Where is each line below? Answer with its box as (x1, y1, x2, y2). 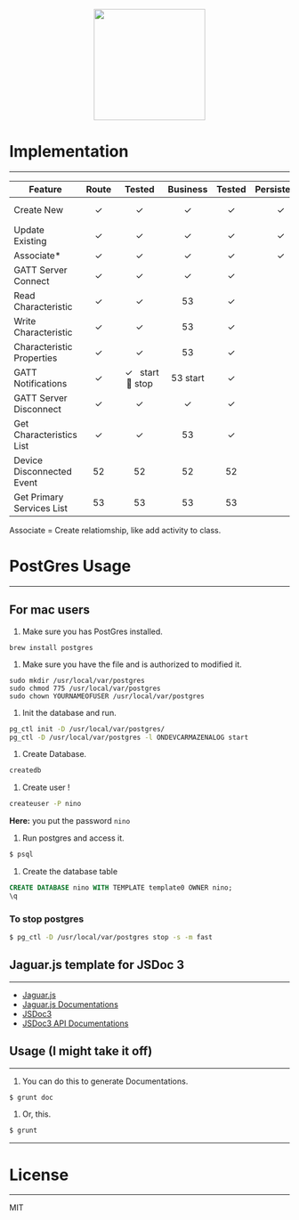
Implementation (9, 142, 129, 162)
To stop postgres (9, 913, 85, 925)
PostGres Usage (9, 557, 132, 576)
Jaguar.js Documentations (21, 998, 118, 1010)
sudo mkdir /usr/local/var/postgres (9, 676, 145, 685)
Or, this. (21, 1109, 52, 1119)
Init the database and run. (21, 707, 117, 718)
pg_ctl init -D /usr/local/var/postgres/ (9, 724, 166, 734)
